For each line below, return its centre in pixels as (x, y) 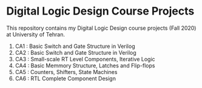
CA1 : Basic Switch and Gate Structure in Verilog (75, 46)
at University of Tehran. (36, 34)
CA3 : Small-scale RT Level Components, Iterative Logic (85, 59)
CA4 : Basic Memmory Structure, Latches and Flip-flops (85, 66)
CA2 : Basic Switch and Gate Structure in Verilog (76, 52)
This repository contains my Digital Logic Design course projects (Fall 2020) (101, 28)
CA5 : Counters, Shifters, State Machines (66, 72)
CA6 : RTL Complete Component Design (66, 78)
